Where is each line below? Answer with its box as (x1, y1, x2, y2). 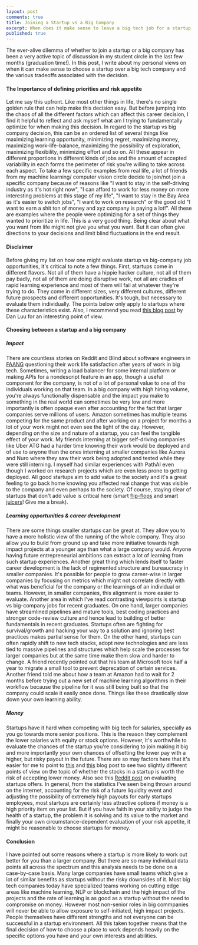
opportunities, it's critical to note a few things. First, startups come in (6, 263, 173, 270)
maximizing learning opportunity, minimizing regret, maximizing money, (6, 136, 180, 143)
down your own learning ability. (6, 696, 82, 703)
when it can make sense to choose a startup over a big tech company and (6, 65, 186, 72)
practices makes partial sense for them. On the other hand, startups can (6, 633, 181, 640)
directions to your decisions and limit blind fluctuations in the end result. (6, 230, 181, 237)
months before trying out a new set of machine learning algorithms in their (6, 677, 187, 684)
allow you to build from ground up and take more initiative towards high (6, 540, 179, 547)
